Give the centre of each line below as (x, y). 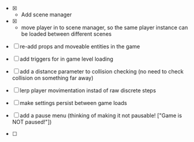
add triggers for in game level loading (66, 59)
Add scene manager (46, 15)
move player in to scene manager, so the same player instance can (105, 27)
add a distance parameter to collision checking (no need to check (102, 71)
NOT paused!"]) (32, 122)
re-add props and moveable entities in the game (80, 46)
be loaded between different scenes (66, 34)
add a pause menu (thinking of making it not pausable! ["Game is (101, 115)
